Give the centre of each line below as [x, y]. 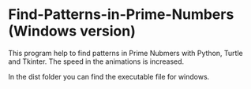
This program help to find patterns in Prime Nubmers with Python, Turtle [126, 53]
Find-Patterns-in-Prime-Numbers [121, 15]
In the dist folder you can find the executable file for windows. [109, 76]
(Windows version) [72, 31]
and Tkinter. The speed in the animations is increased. [96, 61]
